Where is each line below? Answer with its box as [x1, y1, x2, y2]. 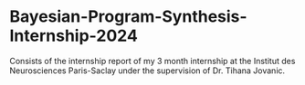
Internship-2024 [9, 25, 139, 46]
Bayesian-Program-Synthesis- [9, 6, 248, 27]
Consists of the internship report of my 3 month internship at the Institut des [9, 55, 296, 66]
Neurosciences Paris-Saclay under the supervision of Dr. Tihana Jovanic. [9, 65, 286, 76]
